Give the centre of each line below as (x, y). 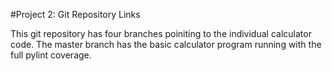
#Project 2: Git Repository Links (75, 14)
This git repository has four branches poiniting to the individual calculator (161, 33)
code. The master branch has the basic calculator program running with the (166, 44)
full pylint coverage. (51, 55)
